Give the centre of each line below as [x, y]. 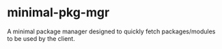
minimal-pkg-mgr [58, 13]
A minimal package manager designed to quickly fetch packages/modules [111, 31]
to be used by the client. [41, 38]
